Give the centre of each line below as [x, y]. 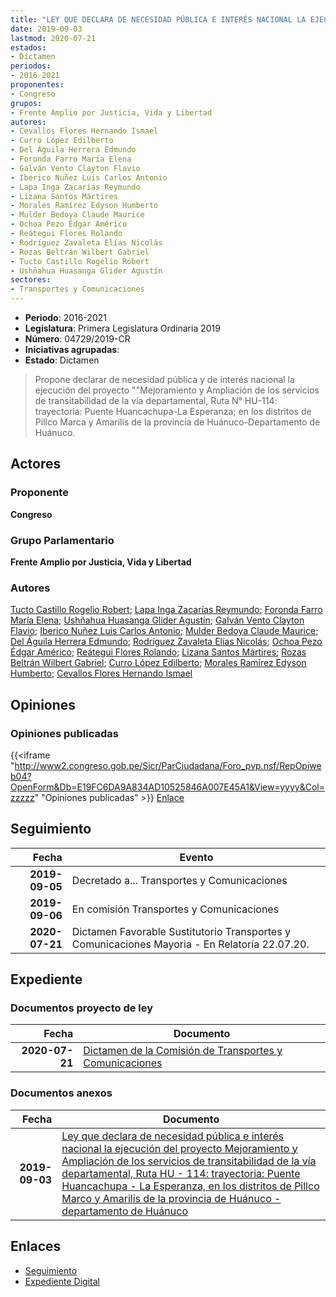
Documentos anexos [61, 1093]
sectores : [31, 280]
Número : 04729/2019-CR [77, 339]
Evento [196, 857]
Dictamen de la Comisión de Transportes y [183, 1051]
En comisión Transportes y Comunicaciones [175, 909]
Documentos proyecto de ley [82, 1008]
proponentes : [37, 85]
